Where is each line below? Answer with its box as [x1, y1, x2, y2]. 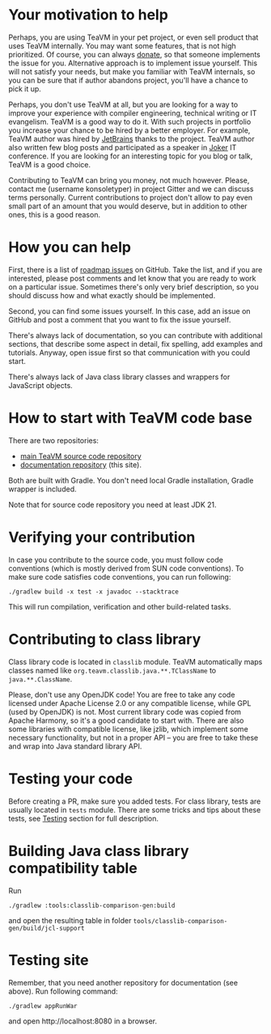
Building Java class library [8, 842, 189, 860]
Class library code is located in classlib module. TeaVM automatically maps [8, 656, 263, 666]
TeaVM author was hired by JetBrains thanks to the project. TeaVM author [8, 133, 255, 143]
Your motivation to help [8, 6, 168, 24]
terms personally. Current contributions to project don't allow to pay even [8, 192, 253, 202]
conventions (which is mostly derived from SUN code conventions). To [8, 563, 244, 573]
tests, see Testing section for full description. [8, 813, 159, 823]
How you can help [8, 238, 132, 256]
